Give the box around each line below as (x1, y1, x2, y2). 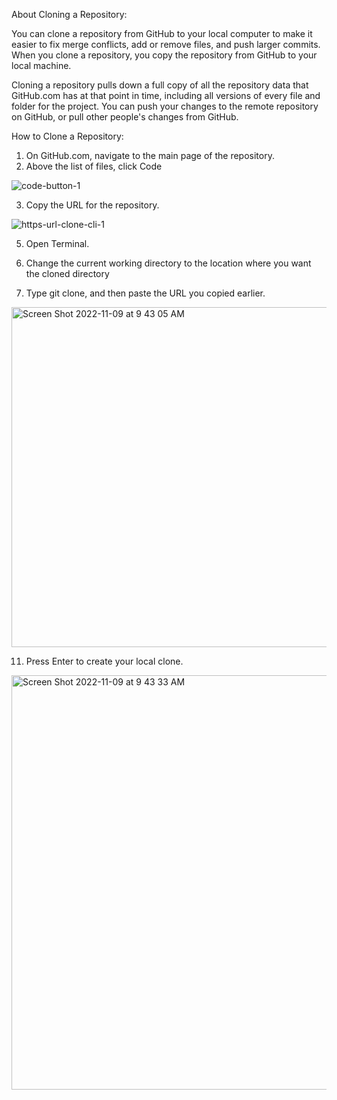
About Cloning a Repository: (11, 9, 128, 20)
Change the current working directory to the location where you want (25, 257, 312, 269)
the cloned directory (25, 268, 110, 279)
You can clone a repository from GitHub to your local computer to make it (11, 28, 313, 39)
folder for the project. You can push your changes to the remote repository (11, 100, 319, 112)
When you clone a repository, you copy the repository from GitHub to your (11, 49, 318, 61)
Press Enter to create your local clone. (25, 655, 184, 667)
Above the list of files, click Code (25, 160, 163, 172)
